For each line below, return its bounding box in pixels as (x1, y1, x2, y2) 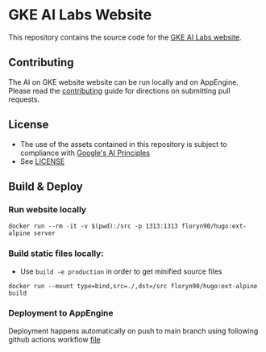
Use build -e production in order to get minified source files (19, 266, 222, 276)
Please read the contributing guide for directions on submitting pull (8, 86, 231, 95)
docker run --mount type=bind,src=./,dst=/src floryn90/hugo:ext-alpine (8, 282, 258, 290)
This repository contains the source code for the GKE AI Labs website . (8, 32, 242, 42)
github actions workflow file (8, 334, 101, 344)
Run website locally (8, 203, 87, 215)
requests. (8, 94, 40, 104)
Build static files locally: (8, 248, 105, 259)
